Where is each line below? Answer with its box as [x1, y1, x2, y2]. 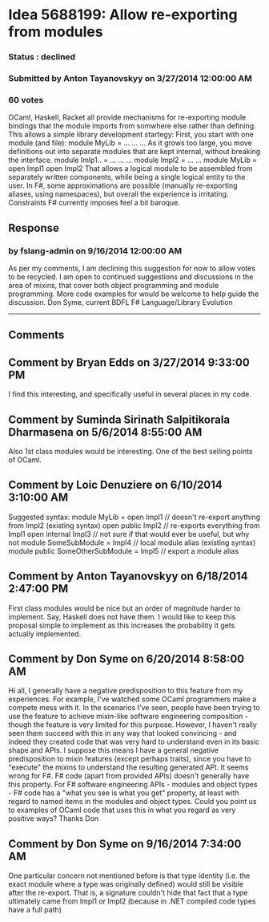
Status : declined [8, 51, 76, 63]
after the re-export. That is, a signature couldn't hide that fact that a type [8, 888, 248, 898]
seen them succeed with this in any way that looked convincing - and [8, 729, 237, 738]
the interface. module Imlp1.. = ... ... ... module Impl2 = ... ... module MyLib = [8, 155, 258, 165]
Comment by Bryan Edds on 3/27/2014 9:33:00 [8, 355, 250, 369]
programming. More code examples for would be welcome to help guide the [8, 289, 259, 299]
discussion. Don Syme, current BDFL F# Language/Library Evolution [8, 298, 234, 307]
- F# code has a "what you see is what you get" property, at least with [8, 788, 239, 798]
